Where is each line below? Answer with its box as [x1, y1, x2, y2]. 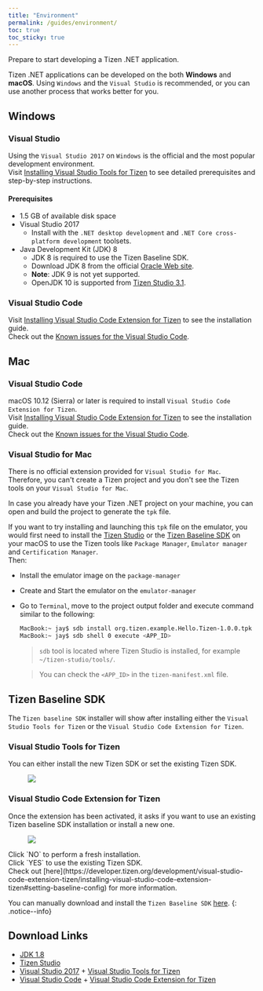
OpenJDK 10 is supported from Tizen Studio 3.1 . [31, 278, 186, 287]
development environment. [8, 158, 96, 169]
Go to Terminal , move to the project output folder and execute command [19, 601, 254, 610]
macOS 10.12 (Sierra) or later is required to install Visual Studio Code [8, 396, 231, 406]
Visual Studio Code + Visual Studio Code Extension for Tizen [19, 975, 217, 985]
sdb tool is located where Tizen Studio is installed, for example [38, 647, 241, 656]
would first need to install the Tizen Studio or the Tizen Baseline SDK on [8, 530, 241, 540]
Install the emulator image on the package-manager [19, 570, 181, 581]
